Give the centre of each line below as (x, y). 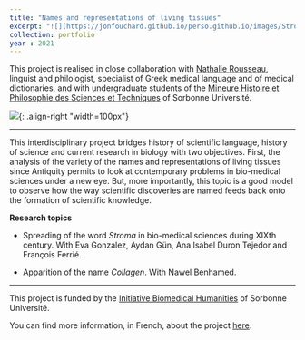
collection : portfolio (52, 34)
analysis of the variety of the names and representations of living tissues (145, 162)
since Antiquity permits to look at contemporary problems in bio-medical (145, 171)
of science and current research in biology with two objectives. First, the (145, 152)
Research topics (41, 218)
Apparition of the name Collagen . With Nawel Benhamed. (129, 272)
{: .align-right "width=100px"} (74, 117)
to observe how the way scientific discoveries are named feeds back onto (148, 190)
